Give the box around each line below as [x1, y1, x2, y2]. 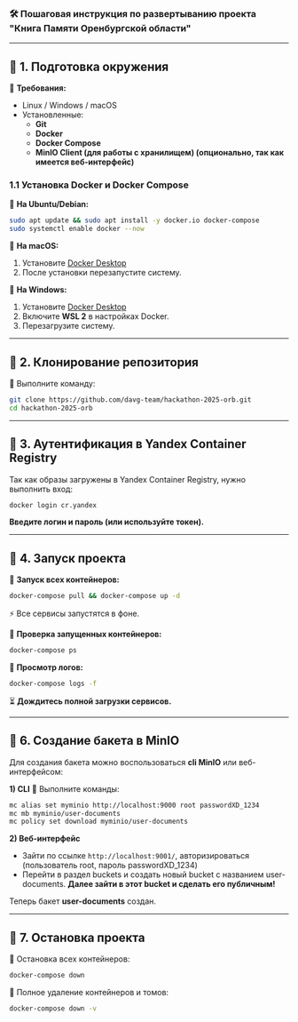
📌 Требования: [9, 83, 67, 93]
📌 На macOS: [9, 241, 59, 252]
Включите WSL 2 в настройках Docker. [21, 311, 170, 322]
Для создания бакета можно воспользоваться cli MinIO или [9, 756, 237, 767]
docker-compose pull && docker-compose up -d [9, 592, 180, 601]
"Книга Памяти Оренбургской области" [9, 21, 192, 34]
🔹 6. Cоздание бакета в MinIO [9, 733, 180, 748]
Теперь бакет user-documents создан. [9, 896, 157, 906]
